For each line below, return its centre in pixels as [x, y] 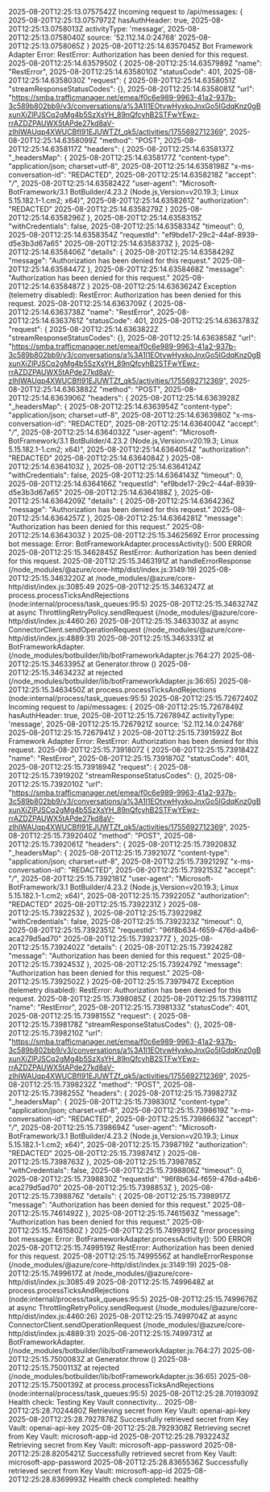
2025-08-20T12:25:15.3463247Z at [155, 586]
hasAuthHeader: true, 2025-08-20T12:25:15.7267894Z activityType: [122, 715]
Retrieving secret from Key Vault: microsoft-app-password [106, 1445]
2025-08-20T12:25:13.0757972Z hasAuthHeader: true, [99, 20]
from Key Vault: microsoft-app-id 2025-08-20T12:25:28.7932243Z [119, 1436]
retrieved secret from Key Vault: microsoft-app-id [90, 1471]
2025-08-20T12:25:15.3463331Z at [156, 638]
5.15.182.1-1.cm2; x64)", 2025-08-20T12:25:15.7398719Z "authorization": [128, 1145]
